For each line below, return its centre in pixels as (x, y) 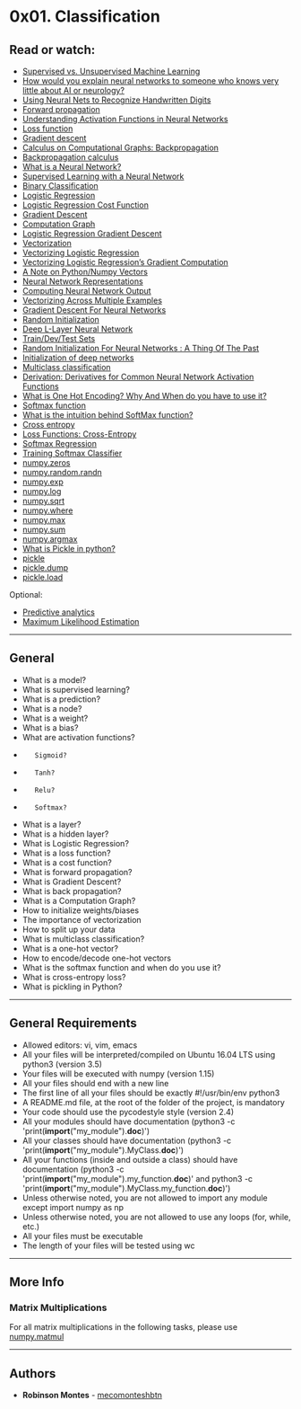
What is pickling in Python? (72, 987)
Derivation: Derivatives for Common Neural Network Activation (138, 377)
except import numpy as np (73, 1207)
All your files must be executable (82, 1236)
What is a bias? (50, 727)
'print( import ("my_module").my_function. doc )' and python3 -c (138, 1178)
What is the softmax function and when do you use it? (121, 967)
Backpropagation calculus (70, 157)
